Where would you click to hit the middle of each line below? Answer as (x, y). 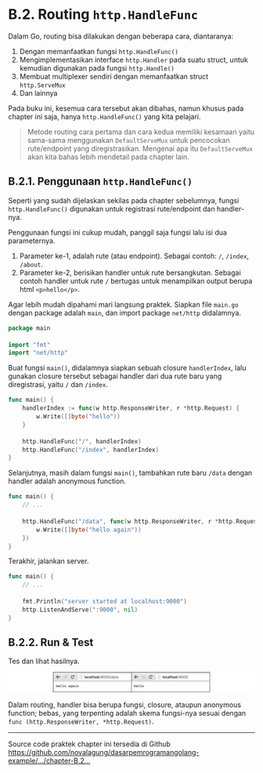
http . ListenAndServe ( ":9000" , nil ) (80, 610)
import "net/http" (38, 353)
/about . (31, 264)
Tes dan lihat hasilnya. (44, 662)
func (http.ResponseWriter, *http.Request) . (81, 722)
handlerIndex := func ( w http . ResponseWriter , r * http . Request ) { (131, 408)
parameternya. (32, 240)
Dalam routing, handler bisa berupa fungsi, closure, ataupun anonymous (124, 705)
